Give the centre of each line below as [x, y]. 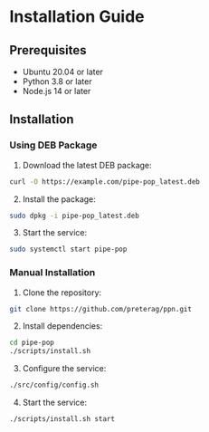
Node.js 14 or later [57, 91]
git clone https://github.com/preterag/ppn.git [101, 309]
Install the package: [59, 199]
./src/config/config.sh [54, 385]
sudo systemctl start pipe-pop [68, 250]
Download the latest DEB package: [87, 165]
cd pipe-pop [32, 343]
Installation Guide [77, 17]
